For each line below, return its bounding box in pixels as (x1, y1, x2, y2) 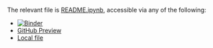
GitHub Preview (16, 27, 62, 34)
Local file (16, 34, 43, 42)
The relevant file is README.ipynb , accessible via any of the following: (7, 6, 207, 14)
